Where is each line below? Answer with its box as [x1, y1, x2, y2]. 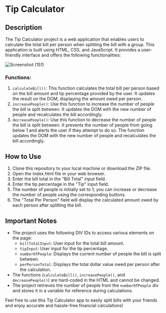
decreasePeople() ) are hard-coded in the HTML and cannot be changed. [12, 277, 160, 283]
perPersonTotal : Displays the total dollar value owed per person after [19, 261, 160, 267]
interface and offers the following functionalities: [22, 52, 121, 58]
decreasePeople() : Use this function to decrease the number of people [12, 117, 156, 123]
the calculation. [19, 266, 52, 272]
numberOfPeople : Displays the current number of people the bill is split [19, 251, 162, 257]
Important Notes [5, 216, 57, 225]
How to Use [5, 152, 42, 160]
